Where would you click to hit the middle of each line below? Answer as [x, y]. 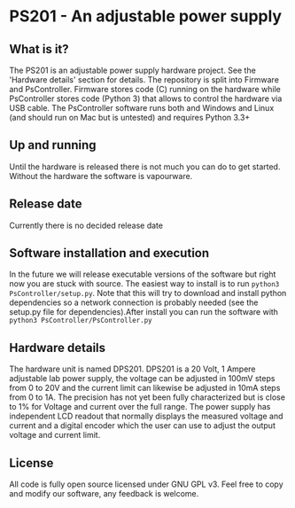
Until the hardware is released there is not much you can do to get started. [145, 167]
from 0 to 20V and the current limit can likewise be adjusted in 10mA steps [145, 388]
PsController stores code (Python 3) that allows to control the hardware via [146, 98]
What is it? [39, 49]
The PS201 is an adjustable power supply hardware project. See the [133, 70]
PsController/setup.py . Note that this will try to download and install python [148, 293]
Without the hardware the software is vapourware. [101, 176]
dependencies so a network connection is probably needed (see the [134, 302]
